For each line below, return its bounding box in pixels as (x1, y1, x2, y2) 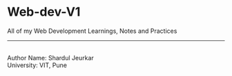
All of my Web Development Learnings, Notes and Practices (7, 27, 177, 35)
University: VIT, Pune (7, 61, 68, 69)
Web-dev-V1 (7, 4, 81, 20)
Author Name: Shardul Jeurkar (7, 53, 95, 62)
